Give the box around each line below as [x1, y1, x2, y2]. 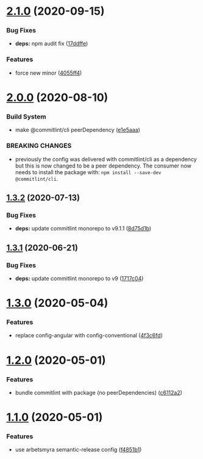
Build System [6, 112, 47, 120]
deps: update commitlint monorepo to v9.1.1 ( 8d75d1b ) [15, 225, 152, 232]
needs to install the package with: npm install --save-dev [15, 168, 162, 175]
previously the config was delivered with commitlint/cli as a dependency [15, 155, 197, 163]
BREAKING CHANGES [6, 142, 72, 150]
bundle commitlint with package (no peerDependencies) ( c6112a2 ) [15, 389, 183, 396]
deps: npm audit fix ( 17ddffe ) [15, 40, 88, 47]
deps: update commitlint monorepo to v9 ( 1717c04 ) [15, 274, 144, 282]
